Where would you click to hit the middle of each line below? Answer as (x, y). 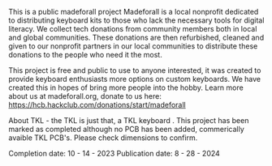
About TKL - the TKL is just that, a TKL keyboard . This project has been (129, 120)
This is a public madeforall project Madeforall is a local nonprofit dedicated (134, 12)
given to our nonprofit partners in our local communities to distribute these (133, 46)
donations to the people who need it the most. (85, 55)
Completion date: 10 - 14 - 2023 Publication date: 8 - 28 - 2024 (114, 153)
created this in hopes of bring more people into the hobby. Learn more (126, 87)
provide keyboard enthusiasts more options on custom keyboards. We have (135, 79)
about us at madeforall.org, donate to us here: (85, 96)
